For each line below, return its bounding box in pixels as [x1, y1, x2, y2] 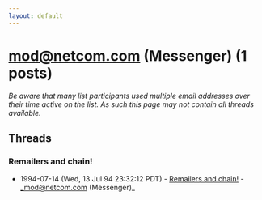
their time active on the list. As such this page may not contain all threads [8, 99, 255, 109]
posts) [8, 64, 53, 82]
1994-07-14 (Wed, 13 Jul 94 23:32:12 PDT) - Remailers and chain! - [19, 174, 244, 184]
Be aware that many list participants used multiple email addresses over [8, 91, 251, 100]
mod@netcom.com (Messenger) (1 [8, 46, 247, 65]
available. [8, 108, 42, 117]
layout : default [8, 11, 63, 20]
